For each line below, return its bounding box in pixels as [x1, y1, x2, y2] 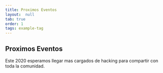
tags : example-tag [5, 26, 43, 31]
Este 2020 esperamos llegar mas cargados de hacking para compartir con [5, 57, 158, 63]
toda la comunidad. [5, 63, 45, 69]
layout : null [5, 12, 35, 17]
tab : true [5, 16, 26, 21]
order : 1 [5, 21, 23, 26]
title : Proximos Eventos [5, 7, 57, 12]
